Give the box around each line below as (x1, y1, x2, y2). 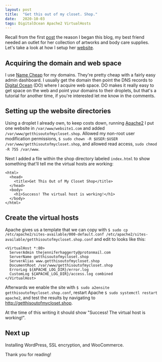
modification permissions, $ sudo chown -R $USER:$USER (5, 135, 118, 141)
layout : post (5, 7, 32, 12)
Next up (5, 329, 30, 337)
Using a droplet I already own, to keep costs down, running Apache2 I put (5, 120, 154, 126)
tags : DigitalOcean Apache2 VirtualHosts (5, 21, 91, 26)
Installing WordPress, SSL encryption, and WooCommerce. (5, 342, 124, 348)
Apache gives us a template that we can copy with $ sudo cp (5, 227, 128, 233)
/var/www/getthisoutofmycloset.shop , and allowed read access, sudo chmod (5, 141, 157, 147)
